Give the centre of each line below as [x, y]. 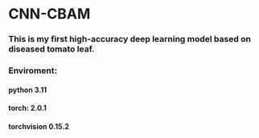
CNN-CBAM [49, 14]
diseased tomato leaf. [51, 49]
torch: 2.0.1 [27, 108]
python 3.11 [27, 90]
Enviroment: [33, 71]
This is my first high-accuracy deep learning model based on [130, 39]
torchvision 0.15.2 [39, 126]
